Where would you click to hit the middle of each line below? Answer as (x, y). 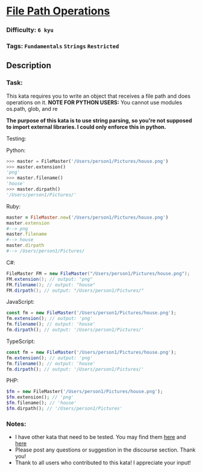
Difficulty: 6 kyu (30, 30)
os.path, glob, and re (32, 109)
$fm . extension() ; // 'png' (40, 397)
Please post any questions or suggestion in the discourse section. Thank (105, 450)
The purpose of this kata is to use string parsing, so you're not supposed (99, 120)
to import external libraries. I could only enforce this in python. (86, 127)
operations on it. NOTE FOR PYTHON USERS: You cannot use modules (94, 102)
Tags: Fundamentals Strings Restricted (63, 46)
